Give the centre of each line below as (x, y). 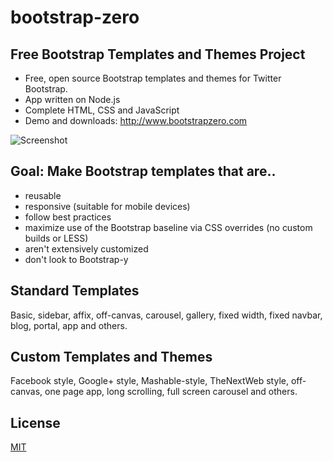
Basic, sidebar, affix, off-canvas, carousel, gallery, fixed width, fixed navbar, (166, 315)
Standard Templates (75, 291)
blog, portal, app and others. (69, 325)
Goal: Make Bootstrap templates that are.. (143, 171)
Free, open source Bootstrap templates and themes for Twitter (153, 78)
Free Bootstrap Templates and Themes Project (158, 54)
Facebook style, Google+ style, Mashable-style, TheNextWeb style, (149, 381)
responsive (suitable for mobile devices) (107, 206)
